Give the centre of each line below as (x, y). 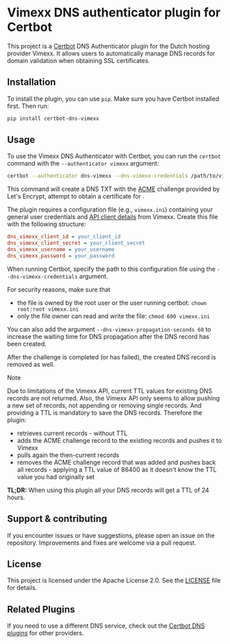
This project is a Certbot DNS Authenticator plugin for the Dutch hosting (108, 46)
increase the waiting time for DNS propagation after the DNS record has (108, 336)
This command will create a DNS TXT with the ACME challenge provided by (114, 189)
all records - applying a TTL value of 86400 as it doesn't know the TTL (117, 469)
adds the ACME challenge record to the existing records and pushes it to (119, 440)
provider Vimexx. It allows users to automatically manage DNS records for (111, 53)
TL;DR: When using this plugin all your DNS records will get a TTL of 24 (108, 490)
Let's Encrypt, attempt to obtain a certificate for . (76, 196)
